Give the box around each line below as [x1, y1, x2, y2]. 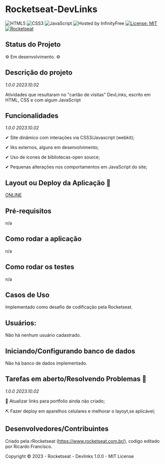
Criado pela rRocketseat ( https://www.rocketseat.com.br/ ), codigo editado [5, 438, 160, 444]
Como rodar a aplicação [5, 235, 82, 243]
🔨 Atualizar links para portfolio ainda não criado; [5, 398, 105, 404]
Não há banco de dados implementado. [5, 360, 87, 367]
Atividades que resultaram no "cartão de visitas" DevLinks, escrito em [5, 91, 151, 97]
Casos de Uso [5, 291, 49, 299]
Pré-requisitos [5, 207, 52, 215]
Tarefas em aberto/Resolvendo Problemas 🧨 [5, 375, 147, 383]
